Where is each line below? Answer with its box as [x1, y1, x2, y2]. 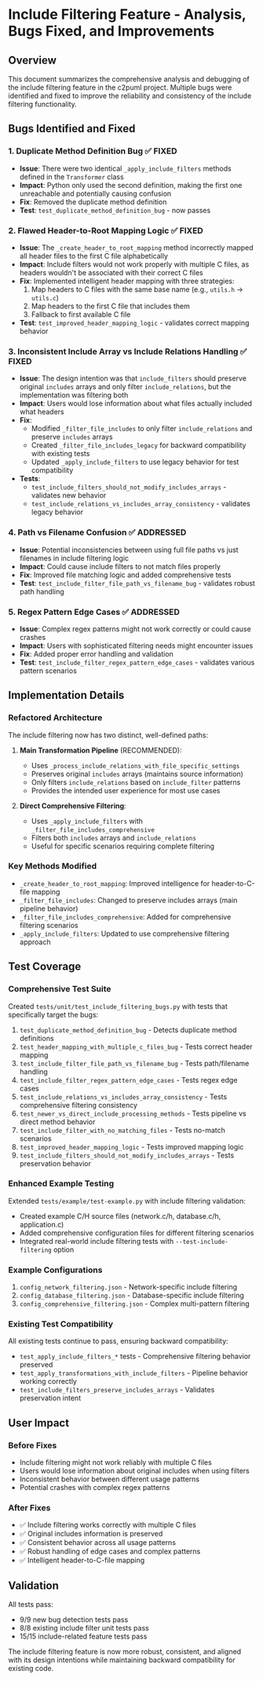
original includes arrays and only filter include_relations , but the [19, 382, 232, 392]
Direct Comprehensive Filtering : [19, 800, 127, 811]
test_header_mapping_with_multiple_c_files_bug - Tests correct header [19, 1042, 253, 1051]
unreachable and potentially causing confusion [19, 189, 172, 198]
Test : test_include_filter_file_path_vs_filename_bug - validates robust [19, 578, 255, 587]
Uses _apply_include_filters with [31, 816, 144, 826]
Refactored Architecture [8, 712, 103, 723]
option [53, 1245, 75, 1254]
